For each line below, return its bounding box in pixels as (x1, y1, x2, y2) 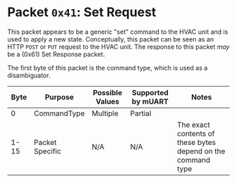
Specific (34, 146, 61, 156)
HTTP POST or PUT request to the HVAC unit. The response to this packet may (7, 42, 230, 51)
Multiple (91, 108, 119, 118)
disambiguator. (7, 71, 51, 80)
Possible (92, 87, 123, 97)
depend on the (176, 146, 226, 156)
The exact (176, 120, 210, 130)
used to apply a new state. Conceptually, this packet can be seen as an (7, 34, 214, 43)
